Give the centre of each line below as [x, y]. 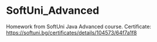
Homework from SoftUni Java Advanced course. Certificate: [78, 26]
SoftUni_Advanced [53, 11]
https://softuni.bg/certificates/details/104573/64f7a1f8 [71, 32]
